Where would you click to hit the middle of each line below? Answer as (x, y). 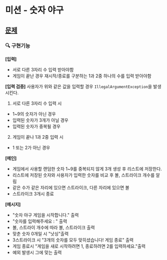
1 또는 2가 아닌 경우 (31, 147)
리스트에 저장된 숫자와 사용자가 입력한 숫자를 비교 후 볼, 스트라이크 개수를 (83, 175)
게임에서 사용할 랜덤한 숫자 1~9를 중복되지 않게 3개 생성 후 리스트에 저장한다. (87, 169)
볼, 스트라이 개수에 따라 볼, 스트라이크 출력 (54, 227)
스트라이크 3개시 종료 (33, 194)
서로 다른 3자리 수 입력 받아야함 (43, 69)
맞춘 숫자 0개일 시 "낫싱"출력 (40, 234)
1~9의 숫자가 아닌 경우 (34, 114)
